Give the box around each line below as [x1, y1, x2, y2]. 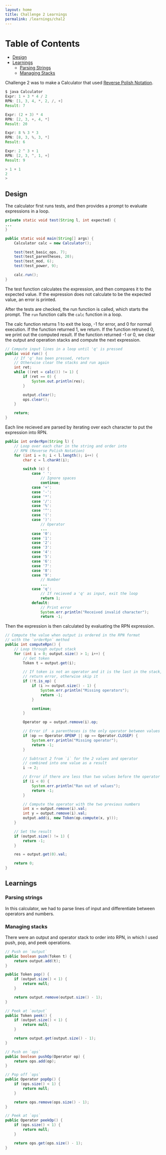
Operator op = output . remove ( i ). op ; [23, 720, 98, 725]
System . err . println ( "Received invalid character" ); [40, 609, 149, 615]
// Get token [23, 656, 50, 661]
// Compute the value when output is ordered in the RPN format [5, 633, 140, 638]
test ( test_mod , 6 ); [14, 259, 54, 264]
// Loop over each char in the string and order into [14, 443, 127, 448]
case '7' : [31, 563, 52, 569]
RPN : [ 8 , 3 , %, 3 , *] [5, 135, 50, 140]
